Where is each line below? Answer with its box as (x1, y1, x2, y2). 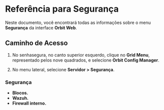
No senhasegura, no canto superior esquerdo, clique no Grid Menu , (12, 52, 150, 58)
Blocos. (12, 90, 28, 96)
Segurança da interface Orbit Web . (5, 24, 77, 30)
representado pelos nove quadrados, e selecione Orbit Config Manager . (12, 57, 160, 63)
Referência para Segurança (5, 3, 119, 15)
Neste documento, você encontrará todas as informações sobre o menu (5, 20, 151, 25)
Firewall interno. (12, 100, 47, 106)
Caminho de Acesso (5, 39, 68, 47)
